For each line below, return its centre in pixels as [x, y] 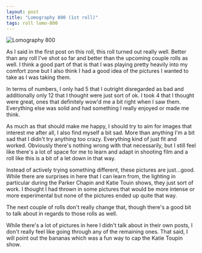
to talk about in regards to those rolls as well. [62, 214]
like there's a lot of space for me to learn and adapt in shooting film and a [97, 152]
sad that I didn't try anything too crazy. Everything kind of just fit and [91, 139]
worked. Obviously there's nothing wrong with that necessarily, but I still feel [101, 146]
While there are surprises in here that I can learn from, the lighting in [91, 176]
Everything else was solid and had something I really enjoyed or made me [98, 108]
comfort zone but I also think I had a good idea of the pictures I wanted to [97, 71]
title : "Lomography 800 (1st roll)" [52, 17]
